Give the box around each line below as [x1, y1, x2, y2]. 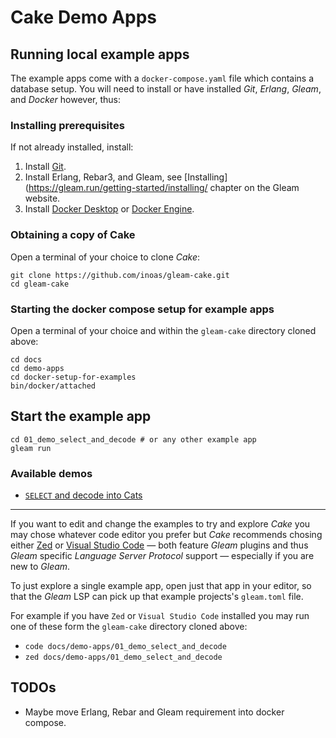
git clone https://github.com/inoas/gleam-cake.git [10, 270, 230, 280]
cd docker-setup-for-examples [10, 372, 137, 382]
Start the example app [10, 408, 152, 425]
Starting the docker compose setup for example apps [10, 302, 275, 316]
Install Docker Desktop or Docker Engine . [24, 203, 195, 215]
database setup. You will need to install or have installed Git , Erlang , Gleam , [10, 83, 322, 95]
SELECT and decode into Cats [24, 489, 143, 501]
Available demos [10, 466, 93, 480]
